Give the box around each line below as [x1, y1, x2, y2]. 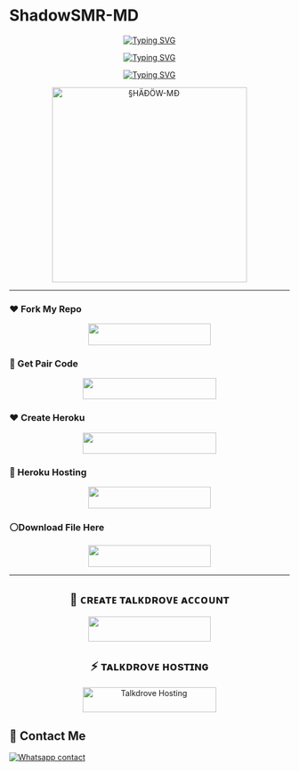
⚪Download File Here [9, 521, 105, 533]
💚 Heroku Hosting [9, 466, 87, 479]
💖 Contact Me [9, 728, 86, 743]
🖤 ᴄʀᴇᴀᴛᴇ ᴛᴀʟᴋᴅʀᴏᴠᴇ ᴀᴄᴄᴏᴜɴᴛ [69, 592, 230, 607]
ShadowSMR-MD [9, 5, 140, 26]
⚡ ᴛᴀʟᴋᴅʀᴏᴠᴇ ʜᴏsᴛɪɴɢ [90, 659, 209, 674]
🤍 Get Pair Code [9, 357, 78, 370]
